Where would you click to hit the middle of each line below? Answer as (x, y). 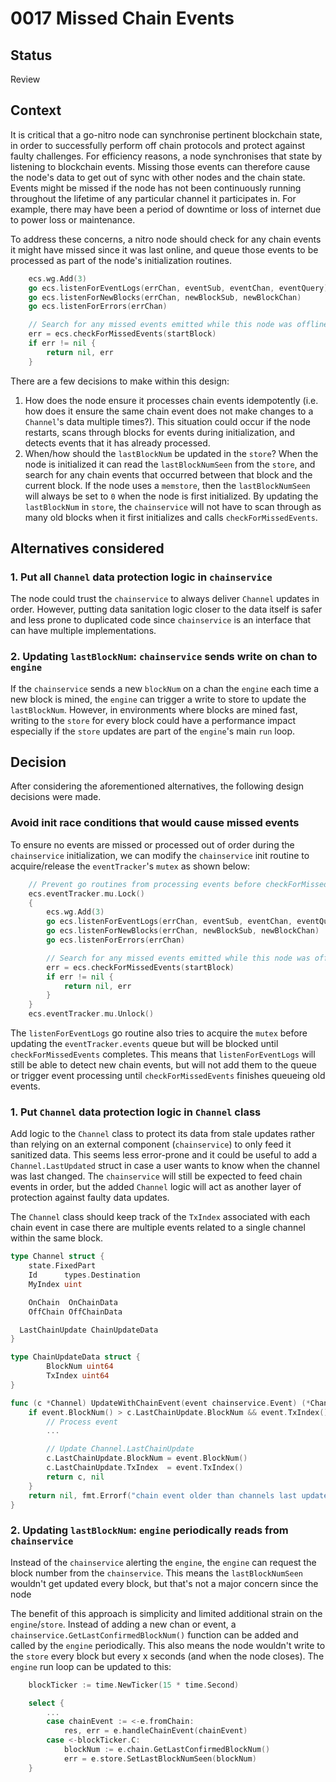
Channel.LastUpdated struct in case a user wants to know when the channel (165, 1166)
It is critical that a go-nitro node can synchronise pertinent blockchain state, (166, 134)
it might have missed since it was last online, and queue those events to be (164, 249)
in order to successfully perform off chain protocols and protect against (158, 145)
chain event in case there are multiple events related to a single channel (158, 1228)
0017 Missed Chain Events (122, 18)
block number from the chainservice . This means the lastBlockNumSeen (156, 1573)
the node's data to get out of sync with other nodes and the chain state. (158, 177)
